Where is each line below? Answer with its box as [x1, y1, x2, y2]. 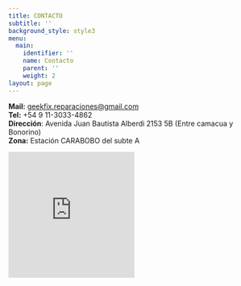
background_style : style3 [8, 27, 95, 35]
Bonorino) [8, 126, 42, 137]
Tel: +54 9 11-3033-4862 [8, 110, 93, 119]
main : [15, 42, 35, 50]
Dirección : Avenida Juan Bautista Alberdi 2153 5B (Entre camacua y [8, 118, 234, 128]
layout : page [8, 79, 52, 87]
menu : [8, 34, 27, 43]
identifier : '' [23, 49, 74, 57]
